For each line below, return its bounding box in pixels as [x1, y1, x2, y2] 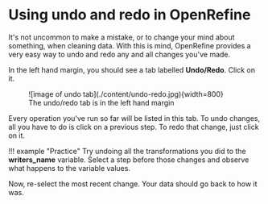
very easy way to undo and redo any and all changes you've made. [8, 49, 231, 59]
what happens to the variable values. [8, 163, 131, 173]
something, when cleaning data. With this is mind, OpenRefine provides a [8, 40, 251, 50]
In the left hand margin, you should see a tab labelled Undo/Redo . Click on [8, 65, 256, 74]
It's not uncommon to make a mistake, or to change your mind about [8, 32, 235, 42]
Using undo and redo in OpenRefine [8, 6, 251, 24]
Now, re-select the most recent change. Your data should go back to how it [8, 179, 258, 189]
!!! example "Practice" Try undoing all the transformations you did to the [8, 146, 247, 156]
